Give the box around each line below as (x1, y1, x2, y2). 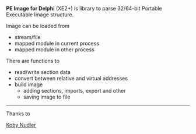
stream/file (14, 34, 41, 40)
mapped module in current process (14, 40, 100, 47)
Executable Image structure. (6, 11, 74, 18)
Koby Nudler (6, 122, 36, 128)
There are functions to (6, 58, 60, 64)
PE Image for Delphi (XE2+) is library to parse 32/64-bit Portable (6, 5, 162, 12)
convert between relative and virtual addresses (14, 75, 128, 82)
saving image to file (23, 93, 71, 100)
